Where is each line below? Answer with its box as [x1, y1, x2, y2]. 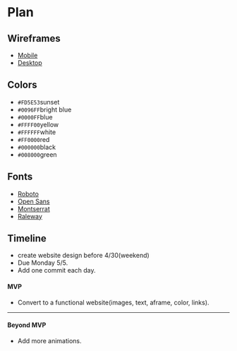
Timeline [7, 232, 47, 244]
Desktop [17, 59, 42, 67]
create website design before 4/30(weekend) [17, 251, 150, 260]
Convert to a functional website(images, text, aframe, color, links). [17, 298, 209, 307]
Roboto [17, 189, 39, 198]
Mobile [17, 51, 38, 59]
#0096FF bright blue [17, 105, 72, 114]
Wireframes [7, 32, 61, 44]
